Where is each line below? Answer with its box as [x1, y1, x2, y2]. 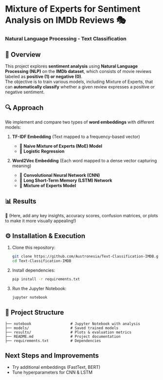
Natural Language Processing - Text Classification [5, 35, 127, 42]
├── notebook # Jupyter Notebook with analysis [5, 321, 140, 326]
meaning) [12, 163, 32, 169]
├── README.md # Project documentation [5, 334, 121, 339]
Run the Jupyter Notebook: [12, 285, 67, 291]
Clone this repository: [12, 244, 55, 251]
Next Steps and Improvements [5, 351, 99, 360]
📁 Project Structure [5, 309, 64, 317]
